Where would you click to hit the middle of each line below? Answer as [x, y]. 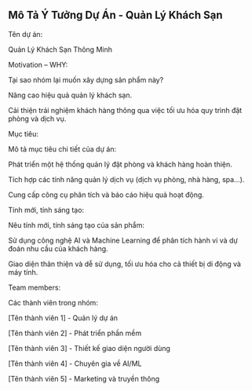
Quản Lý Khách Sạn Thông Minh [60, 49]
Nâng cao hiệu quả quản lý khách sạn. [70, 95]
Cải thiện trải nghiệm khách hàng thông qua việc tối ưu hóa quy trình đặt [125, 110]
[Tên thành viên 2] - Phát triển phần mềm [75, 333]
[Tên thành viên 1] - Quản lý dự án [63, 318]
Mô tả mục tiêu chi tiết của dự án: [62, 149]
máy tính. [23, 272]
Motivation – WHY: [38, 64]
